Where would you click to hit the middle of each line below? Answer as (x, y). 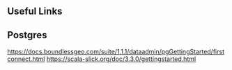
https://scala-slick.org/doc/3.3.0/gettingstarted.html (121, 59)
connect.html (26, 59)
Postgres (27, 35)
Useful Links (35, 11)
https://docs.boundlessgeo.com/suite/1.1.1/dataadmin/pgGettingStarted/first (116, 52)
